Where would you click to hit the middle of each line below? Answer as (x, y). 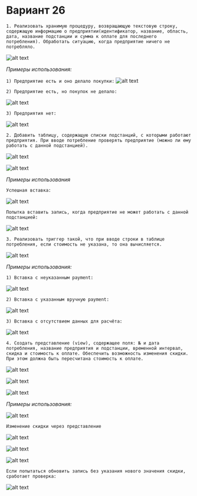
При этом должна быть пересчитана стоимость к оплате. (75, 359)
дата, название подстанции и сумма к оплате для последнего (82, 36)
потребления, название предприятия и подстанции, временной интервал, (95, 348)
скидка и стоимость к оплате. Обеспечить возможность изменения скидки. (97, 353)
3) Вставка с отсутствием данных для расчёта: (64, 321)
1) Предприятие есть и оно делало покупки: (60, 81)
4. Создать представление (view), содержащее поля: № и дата (83, 343)
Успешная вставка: (29, 190)
